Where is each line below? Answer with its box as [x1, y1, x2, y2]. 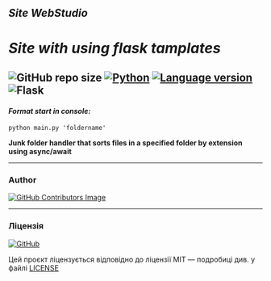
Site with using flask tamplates [8, 39, 221, 57]
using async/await [8, 147, 73, 157]
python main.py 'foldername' [8, 124, 106, 132]
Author [8, 174, 37, 186]
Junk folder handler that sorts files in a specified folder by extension [8, 138, 243, 148]
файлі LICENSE [8, 262, 59, 273]
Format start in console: [8, 106, 91, 115]
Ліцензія [8, 220, 44, 232]
